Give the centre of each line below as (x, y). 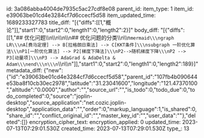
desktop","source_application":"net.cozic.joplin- (66, 102)
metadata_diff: (24, 70)
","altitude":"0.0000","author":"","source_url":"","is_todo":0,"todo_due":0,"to (101, 90)
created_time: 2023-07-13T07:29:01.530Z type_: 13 (125, 128)
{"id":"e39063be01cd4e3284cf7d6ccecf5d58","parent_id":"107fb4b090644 (102, 77)
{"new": (53, 70)
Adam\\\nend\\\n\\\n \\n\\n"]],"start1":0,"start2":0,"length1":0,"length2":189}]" (102, 64)
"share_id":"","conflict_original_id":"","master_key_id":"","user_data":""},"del (101, 116)
